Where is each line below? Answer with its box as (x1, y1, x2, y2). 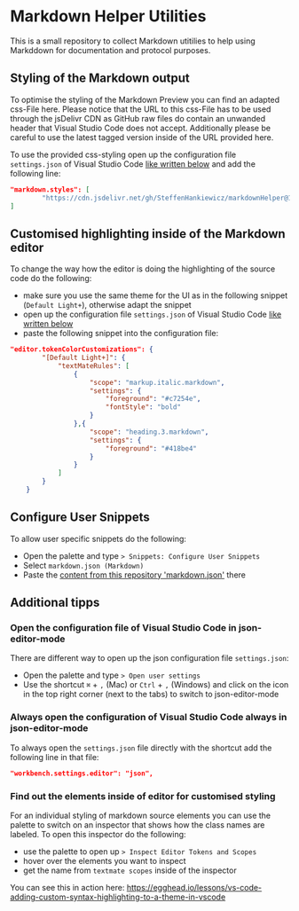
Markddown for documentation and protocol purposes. (10, 44, 211, 55)
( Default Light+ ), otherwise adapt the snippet (22, 300, 192, 310)
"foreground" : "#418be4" (105, 444, 198, 453)
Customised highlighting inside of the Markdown (10, 226, 287, 241)
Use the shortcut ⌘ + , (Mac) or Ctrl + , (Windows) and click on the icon (22, 679, 289, 690)
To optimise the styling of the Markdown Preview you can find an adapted (10, 94, 280, 105)
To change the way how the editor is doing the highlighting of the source (10, 263, 276, 274)
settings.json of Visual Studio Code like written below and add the (10, 158, 256, 169)
